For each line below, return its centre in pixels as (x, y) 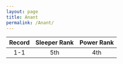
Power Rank (97, 43)
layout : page (22, 12)
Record (20, 43)
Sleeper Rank (54, 43)
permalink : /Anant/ (30, 23)
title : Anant (22, 17)
